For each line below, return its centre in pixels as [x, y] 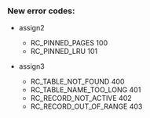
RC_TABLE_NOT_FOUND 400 [77, 82]
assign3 [31, 66]
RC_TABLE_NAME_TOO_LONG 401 [86, 90]
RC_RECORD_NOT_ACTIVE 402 [81, 98]
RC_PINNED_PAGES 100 [69, 43]
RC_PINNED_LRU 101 [64, 52]
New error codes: [41, 11]
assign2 [31, 28]
